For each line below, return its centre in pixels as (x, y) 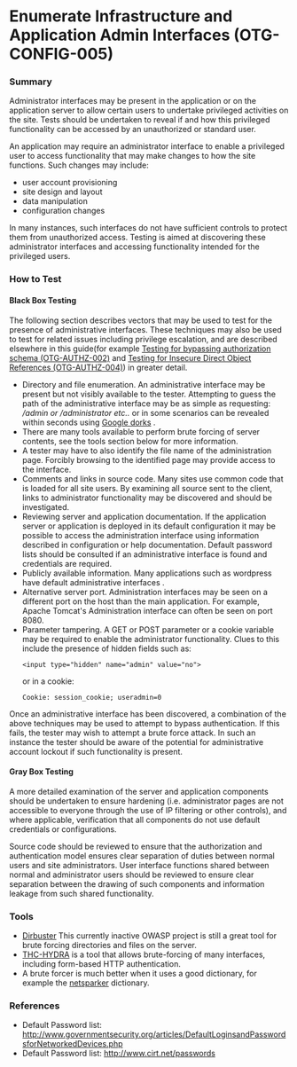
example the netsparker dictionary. (86, 983)
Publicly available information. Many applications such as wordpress (147, 573)
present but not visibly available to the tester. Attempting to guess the (149, 394)
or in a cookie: (48, 681)
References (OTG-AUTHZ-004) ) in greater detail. (98, 367)
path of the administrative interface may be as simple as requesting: (146, 403)
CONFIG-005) (61, 54)
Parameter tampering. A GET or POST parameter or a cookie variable (148, 629)
